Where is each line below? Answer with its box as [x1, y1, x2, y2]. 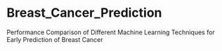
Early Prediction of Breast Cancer [6, 35, 103, 43]
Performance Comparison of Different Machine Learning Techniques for [6, 28, 215, 36]
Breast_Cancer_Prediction [6, 5, 162, 21]
